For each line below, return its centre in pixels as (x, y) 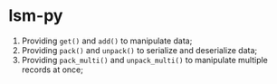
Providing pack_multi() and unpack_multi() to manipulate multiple (145, 60)
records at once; (52, 70)
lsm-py (36, 16)
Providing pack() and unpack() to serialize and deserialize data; (139, 50)
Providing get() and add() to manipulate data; (107, 41)
